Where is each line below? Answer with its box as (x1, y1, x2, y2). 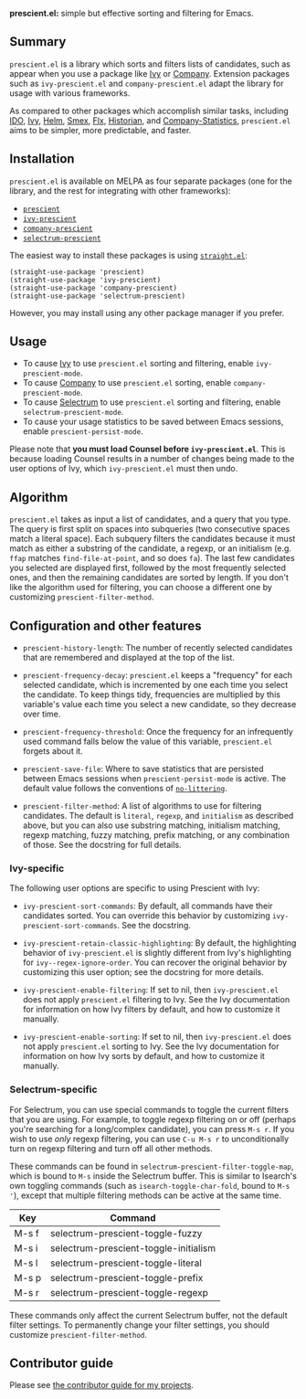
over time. (22, 708, 61, 720)
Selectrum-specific (9, 1083, 98, 1096)
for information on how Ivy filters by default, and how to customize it (22, 1004, 280, 1015)
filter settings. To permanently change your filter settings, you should (9, 1320, 269, 1330)
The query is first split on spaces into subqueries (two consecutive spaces (9, 524, 290, 535)
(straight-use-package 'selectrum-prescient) (9, 291, 185, 301)
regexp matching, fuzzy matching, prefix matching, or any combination (22, 830, 290, 841)
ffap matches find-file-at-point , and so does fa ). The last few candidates (9, 553, 295, 564)
